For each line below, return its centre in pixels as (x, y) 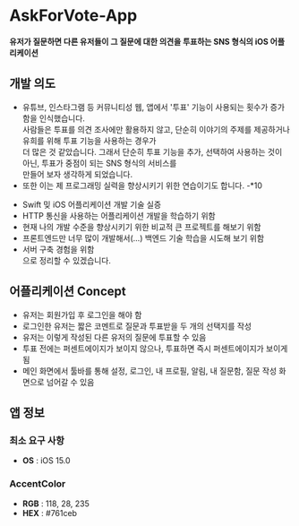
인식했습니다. (62, 118)
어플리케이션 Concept (68, 292)
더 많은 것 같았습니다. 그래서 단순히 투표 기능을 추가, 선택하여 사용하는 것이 (152, 151)
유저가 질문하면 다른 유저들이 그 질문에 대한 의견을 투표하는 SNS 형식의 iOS (139, 41)
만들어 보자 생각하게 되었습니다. (77, 174)
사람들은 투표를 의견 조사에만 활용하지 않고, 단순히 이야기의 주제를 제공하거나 (156, 129)
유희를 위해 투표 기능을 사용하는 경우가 (89, 141)
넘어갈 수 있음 (70, 382)
